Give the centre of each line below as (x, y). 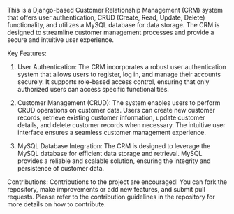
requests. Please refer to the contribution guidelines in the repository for (111, 197)
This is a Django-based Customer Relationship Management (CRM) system (115, 10)
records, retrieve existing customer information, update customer (111, 117)
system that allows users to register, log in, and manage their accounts (119, 74)
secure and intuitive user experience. (60, 40)
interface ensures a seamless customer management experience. (111, 133)
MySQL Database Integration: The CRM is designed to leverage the (114, 146)
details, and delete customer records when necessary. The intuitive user (121, 125)
